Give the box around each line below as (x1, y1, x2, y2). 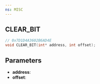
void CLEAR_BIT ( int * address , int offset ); (5, 42, 96, 48)
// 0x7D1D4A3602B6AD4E (5, 38, 52, 43)
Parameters (5, 56, 42, 64)
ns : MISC (5, 7, 23, 12)
